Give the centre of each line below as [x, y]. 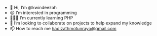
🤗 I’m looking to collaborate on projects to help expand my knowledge [81, 23]
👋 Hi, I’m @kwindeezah [33, 8]
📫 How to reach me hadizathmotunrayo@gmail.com [63, 28]
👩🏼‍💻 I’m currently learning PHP [41, 18]
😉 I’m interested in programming [43, 13]
